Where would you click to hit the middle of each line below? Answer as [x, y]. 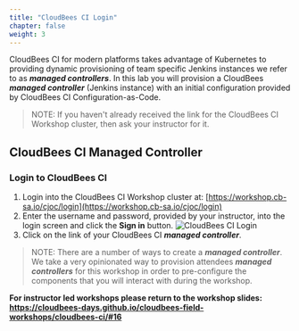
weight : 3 [28, 34]
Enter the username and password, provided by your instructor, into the [154, 216]
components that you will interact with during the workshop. [141, 281]
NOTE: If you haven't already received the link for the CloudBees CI [155, 115]
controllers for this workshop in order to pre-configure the [139, 271]
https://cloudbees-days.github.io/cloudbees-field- [107, 308]
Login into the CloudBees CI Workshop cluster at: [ [115, 197]
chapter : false [37, 26]
